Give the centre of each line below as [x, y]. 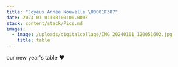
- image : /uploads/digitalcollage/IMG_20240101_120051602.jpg [92, 35]
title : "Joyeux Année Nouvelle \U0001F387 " [62, 12]
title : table [34, 40]
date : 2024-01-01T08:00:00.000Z [47, 18]
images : [16, 29]
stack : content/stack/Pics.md [45, 23]
